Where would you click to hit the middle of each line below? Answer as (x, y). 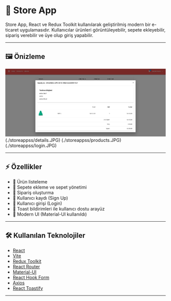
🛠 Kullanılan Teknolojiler (45, 236)
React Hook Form (31, 277)
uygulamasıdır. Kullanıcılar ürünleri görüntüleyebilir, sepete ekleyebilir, (93, 29)
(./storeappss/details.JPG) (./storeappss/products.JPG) (63, 140)
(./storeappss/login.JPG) (31, 146)
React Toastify (28, 288)
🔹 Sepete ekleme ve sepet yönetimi (50, 187)
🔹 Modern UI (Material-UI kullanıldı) (50, 214)
